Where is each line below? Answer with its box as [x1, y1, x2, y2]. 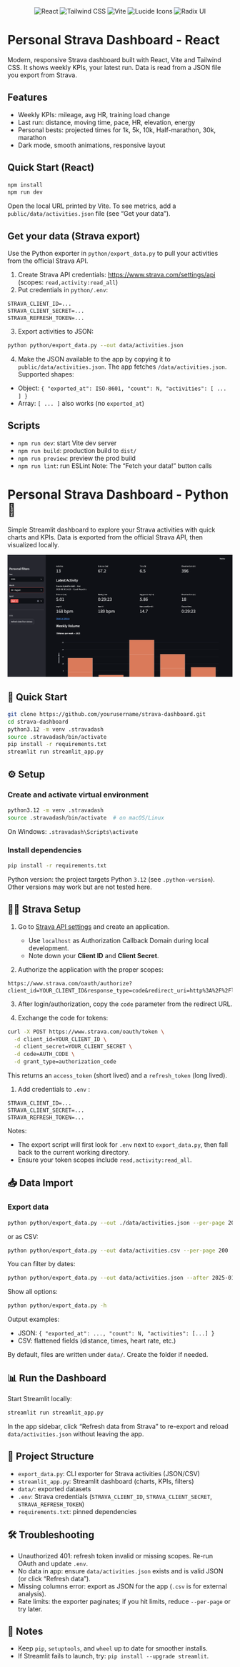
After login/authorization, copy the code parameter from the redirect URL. [17, 1000, 233, 1008]
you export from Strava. [7, 71, 77, 79]
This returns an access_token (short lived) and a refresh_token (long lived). [7, 1071, 227, 1080]
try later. [17, 1604, 43, 1613]
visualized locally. [7, 540, 59, 549]
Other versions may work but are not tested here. [7, 882, 152, 891]
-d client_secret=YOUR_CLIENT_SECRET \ [14, 1043, 133, 1050]
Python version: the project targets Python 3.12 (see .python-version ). [7, 875, 216, 883]
